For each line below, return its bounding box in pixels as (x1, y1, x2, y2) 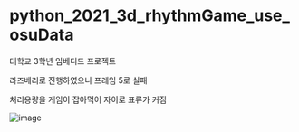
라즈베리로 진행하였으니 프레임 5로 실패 (9, 74, 148, 86)
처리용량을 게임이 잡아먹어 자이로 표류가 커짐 (9, 94, 168, 105)
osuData (9, 24, 74, 45)
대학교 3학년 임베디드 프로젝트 (9, 55, 116, 66)
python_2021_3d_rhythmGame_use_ (9, 5, 290, 26)
